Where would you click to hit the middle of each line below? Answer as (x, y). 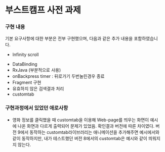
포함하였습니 (146, 39)
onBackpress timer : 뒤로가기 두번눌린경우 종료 (58, 76)
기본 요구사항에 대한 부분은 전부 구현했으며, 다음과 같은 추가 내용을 (69, 39)
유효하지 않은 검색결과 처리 (38, 89)
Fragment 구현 (27, 83)
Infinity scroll (25, 54)
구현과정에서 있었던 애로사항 (37, 108)
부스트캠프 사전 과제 (43, 10)
